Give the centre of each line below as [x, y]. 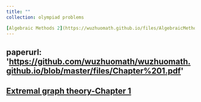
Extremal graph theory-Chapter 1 [69, 91]
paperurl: [24, 52]
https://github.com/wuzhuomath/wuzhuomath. [100, 61]
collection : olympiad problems [45, 17]
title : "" [19, 12]
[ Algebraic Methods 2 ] [34, 28]
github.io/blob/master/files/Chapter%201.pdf [94, 71]
